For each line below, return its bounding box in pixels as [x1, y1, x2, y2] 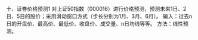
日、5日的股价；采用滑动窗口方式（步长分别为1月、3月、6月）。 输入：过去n [6, 13, 193, 20]
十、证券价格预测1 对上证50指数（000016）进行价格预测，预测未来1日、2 [6, 5, 187, 12]
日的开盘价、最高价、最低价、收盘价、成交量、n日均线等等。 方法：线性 [6, 20, 184, 27]
